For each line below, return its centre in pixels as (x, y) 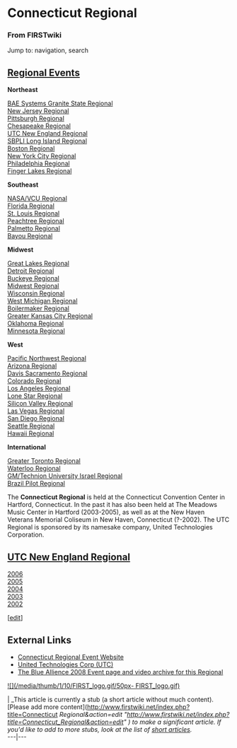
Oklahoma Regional (36, 324)
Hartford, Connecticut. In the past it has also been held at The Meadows (112, 505)
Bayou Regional (30, 236)
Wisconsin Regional (36, 293)
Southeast (23, 185)
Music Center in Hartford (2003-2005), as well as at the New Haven (106, 512)
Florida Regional (31, 206)
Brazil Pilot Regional (36, 484)
